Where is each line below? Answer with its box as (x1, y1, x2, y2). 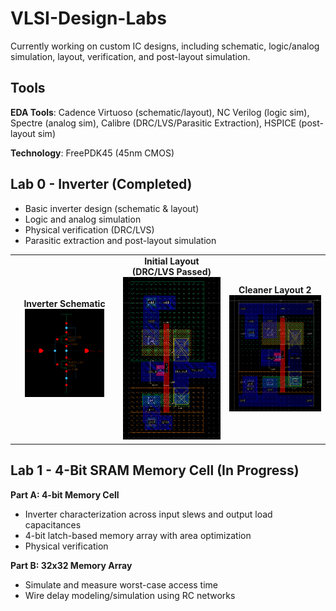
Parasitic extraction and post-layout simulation (24, 234, 217, 246)
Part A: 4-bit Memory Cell (10, 488, 120, 501)
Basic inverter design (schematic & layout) (24, 202, 200, 214)
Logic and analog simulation (24, 213, 142, 225)
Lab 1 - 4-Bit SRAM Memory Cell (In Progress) (10, 462, 300, 479)
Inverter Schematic (23, 298, 106, 310)
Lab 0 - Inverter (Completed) (10, 176, 193, 193)
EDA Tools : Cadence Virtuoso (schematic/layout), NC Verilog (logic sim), (10, 106, 310, 118)
